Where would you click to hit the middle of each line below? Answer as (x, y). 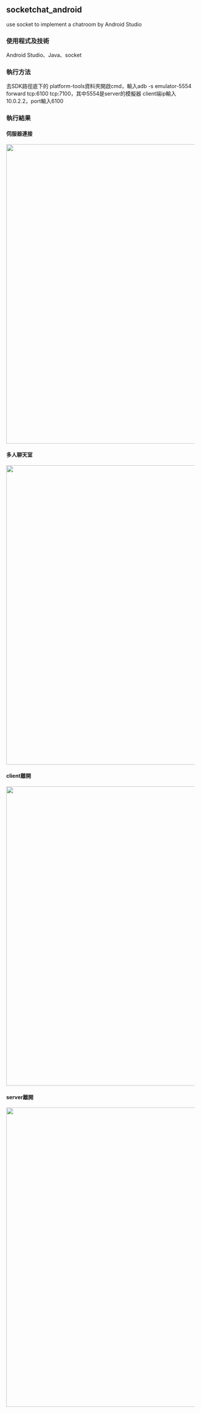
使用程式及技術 (28, 41)
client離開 (19, 776)
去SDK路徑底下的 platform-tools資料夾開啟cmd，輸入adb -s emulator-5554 (99, 86)
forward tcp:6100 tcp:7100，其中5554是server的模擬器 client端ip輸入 (91, 94)
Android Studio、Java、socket (44, 55)
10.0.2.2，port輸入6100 (35, 101)
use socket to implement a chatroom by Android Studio (74, 24)
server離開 (20, 1097)
